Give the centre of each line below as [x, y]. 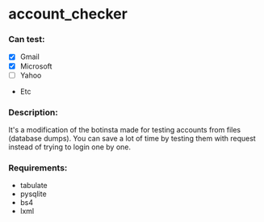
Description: [33, 112]
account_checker [68, 14]
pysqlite [33, 194]
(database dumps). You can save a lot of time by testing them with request [132, 138]
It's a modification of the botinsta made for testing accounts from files [124, 129]
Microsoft [36, 66]
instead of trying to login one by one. [70, 147]
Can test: [27, 40]
